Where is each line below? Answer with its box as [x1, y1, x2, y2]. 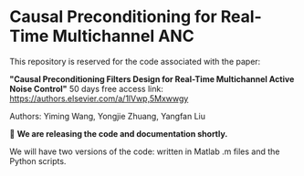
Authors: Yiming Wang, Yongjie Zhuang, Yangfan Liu [9, 110, 205, 121]
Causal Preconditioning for [9, 6, 217, 27]
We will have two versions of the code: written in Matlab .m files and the [9, 146, 280, 157]
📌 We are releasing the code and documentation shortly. [9, 128, 228, 139]
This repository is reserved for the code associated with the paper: [9, 56, 261, 67]
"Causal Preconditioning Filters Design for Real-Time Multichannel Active [9, 73, 295, 84]
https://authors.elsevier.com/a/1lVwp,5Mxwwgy [9, 93, 189, 104]
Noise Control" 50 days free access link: [9, 83, 164, 94]
